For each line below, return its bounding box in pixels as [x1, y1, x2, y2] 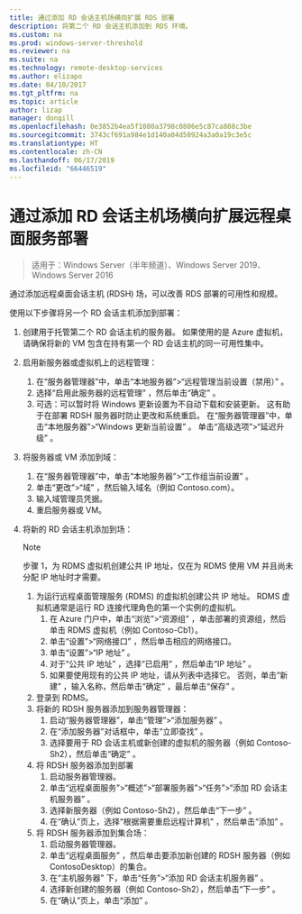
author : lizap [9, 105, 63, 114]
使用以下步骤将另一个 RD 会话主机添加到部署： [9, 307, 183, 318]
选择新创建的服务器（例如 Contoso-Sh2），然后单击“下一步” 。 [49, 884, 281, 895]
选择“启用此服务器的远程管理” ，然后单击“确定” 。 [35, 388, 221, 398]
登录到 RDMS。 [35, 692, 94, 703]
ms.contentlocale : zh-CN [9, 147, 103, 156]
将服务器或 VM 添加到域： [22, 452, 119, 462]
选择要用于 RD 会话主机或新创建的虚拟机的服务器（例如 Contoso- [49, 737, 292, 748]
